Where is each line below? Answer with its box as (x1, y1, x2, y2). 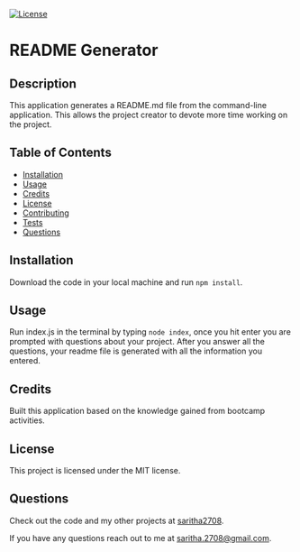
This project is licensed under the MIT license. (9, 465, 181, 476)
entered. (9, 355, 41, 366)
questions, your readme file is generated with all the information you (9, 345, 263, 356)
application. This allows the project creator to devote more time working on (9, 109, 288, 120)
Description (9, 76, 77, 91)
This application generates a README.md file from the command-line (9, 100, 268, 110)
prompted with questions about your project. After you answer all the (9, 336, 266, 347)
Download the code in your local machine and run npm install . (9, 276, 243, 288)
